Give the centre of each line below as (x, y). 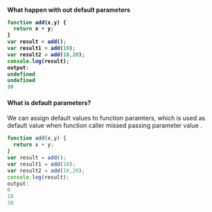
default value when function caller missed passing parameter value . (105, 126)
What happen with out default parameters (69, 10)
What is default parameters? (49, 103)
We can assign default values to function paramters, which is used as (106, 118)
